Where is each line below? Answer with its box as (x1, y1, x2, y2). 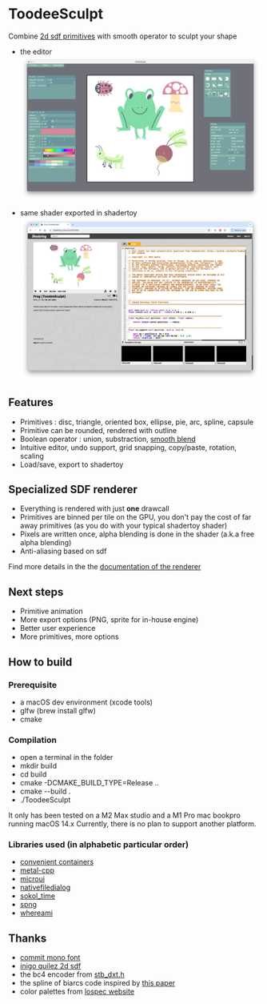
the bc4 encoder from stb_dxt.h (19, 970, 126, 979)
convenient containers (19, 857, 94, 867)
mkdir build (19, 761, 58, 771)
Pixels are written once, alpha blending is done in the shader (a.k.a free (19, 529, 254, 539)
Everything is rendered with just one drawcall (19, 504, 169, 513)
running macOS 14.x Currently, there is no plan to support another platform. (8, 819, 257, 829)
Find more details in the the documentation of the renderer (8, 562, 201, 572)
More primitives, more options (19, 632, 119, 641)
